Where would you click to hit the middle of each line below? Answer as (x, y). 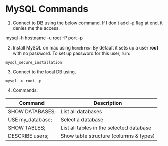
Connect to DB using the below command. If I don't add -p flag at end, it (88, 23)
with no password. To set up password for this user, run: (71, 53)
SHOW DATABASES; (32, 111)
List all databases (81, 111)
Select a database (82, 119)
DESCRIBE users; (28, 136)
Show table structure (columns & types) (108, 136)
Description (108, 103)
